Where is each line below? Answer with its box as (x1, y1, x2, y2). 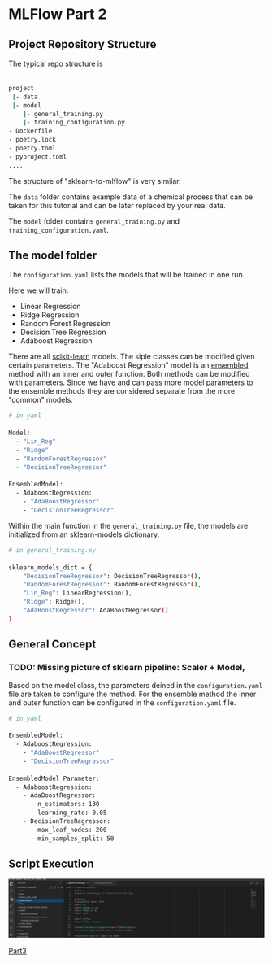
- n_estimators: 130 (29, 800, 100, 808)
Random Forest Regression (19, 319, 111, 329)
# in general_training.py (8, 546, 96, 554)
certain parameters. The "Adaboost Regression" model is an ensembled (8, 360, 249, 370)
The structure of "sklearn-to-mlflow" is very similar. (8, 176, 181, 185)
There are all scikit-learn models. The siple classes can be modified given (8, 351, 255, 362)
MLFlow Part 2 (8, 5, 107, 24)
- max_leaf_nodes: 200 (29, 826, 107, 834)
